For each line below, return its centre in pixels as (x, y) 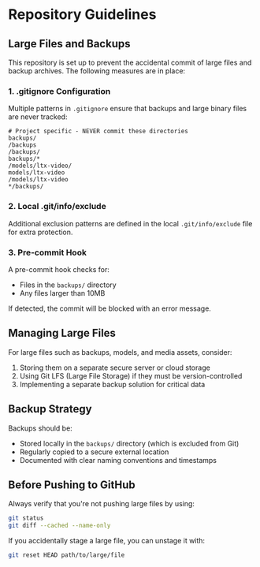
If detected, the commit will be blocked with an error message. (110, 308)
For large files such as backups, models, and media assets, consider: (120, 352)
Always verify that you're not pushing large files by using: (102, 504)
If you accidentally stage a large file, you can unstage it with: (107, 541)
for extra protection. (41, 232)
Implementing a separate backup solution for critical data (112, 384)
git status (26, 518)
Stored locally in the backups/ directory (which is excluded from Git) (129, 443)
